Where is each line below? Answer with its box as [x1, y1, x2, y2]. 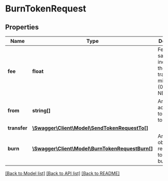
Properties [5, 23, 39, 31]
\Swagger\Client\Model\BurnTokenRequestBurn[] [32, 145, 153, 152]
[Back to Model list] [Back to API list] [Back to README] [5, 171, 120, 176]
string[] [32, 107, 51, 114]
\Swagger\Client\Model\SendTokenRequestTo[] [32, 125, 148, 131]
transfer [7, 125, 27, 131]
